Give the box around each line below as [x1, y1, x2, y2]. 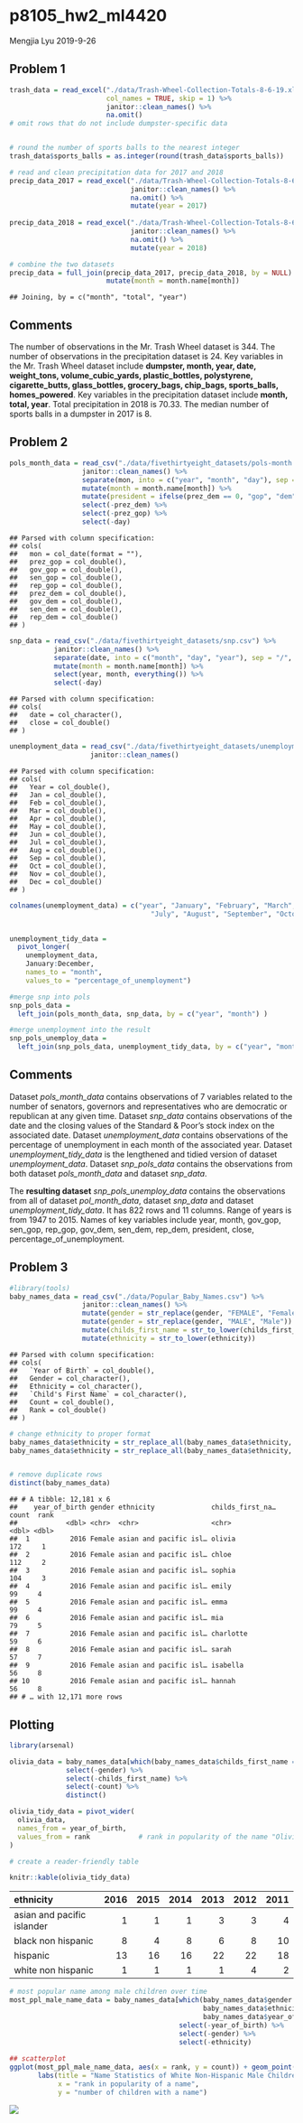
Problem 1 [9, 61, 66, 77]
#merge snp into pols [9, 992, 91, 1001]
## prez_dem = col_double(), [9, 589, 127, 598]
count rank [9, 1511, 54, 1520]
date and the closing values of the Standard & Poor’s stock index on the [9, 1120, 275, 1131]
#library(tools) [9, 1283, 70, 1292]
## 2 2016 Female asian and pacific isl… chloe [9, 1550, 232, 1560]
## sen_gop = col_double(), [9, 573, 124, 582]
